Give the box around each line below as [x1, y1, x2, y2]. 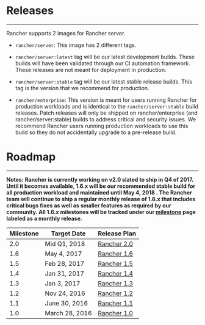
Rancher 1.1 [98, 299, 133, 307]
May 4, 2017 [45, 249, 82, 258]
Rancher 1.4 [98, 269, 133, 277]
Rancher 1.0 [98, 309, 133, 317]
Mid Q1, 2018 [45, 239, 85, 248]
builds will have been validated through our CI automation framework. [15, 59, 190, 67]
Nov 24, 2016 [45, 289, 85, 298]
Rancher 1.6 [98, 249, 133, 258]
